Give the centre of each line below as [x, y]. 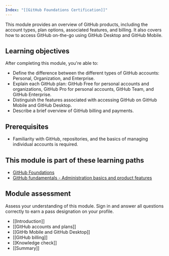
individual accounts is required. [45, 144]
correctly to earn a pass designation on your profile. [60, 211]
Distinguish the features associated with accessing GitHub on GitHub [85, 100]
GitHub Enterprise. [32, 95]
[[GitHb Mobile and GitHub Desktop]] [51, 232]
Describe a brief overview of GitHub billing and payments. [73, 111]
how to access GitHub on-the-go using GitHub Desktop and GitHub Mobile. [84, 35]
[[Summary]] [26, 248]
